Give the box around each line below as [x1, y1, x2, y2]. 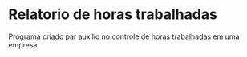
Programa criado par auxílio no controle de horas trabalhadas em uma [8, 32, 240, 41]
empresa [8, 40, 38, 49]
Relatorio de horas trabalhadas [8, 6, 218, 24]
